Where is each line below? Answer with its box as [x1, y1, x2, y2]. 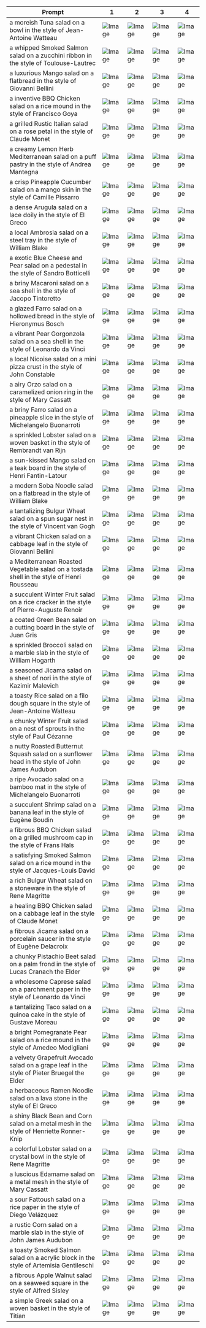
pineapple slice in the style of [9, 413, 94, 421]
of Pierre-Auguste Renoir [9, 605, 83, 614]
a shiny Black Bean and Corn [9, 1111, 93, 1120]
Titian [9, 1312, 26, 1320]
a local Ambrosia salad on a [9, 228, 89, 237]
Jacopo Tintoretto [9, 294, 61, 302]
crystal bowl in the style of [9, 1153, 86, 1161]
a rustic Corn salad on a [9, 1221, 78, 1229]
